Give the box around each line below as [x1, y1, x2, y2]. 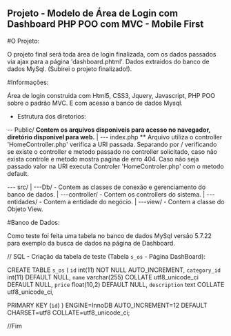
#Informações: [7, 78, 49, 86]
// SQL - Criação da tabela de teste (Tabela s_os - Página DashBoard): [7, 252, 205, 260]
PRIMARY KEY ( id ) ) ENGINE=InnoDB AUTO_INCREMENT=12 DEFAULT [7, 301, 208, 309]
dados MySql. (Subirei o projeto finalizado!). [7, 64, 132, 73]
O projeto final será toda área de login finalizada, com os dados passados [7, 50, 217, 58]
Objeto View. [7, 205, 43, 213]
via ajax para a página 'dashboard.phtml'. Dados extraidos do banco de [7, 57, 210, 66]
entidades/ [7, 197, 38, 206]
